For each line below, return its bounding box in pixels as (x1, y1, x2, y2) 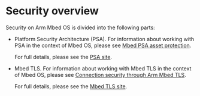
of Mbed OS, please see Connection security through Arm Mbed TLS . (14, 71, 186, 78)
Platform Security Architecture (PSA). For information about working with (14, 35, 195, 42)
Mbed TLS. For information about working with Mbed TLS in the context (14, 64, 192, 72)
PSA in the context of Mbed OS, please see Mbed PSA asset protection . (14, 42, 192, 49)
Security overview (5, 4, 99, 18)
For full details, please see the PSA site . (14, 53, 112, 60)
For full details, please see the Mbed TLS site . (14, 82, 128, 90)
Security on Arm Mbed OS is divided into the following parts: (5, 24, 155, 31)
